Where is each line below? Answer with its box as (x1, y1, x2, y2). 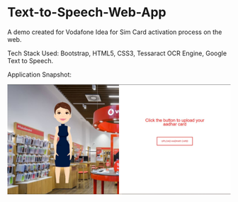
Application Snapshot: (7, 70, 72, 79)
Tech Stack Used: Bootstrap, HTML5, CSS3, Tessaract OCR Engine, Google (7, 49, 227, 57)
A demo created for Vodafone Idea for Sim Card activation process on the (7, 28, 222, 36)
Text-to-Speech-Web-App (7, 4, 166, 21)
